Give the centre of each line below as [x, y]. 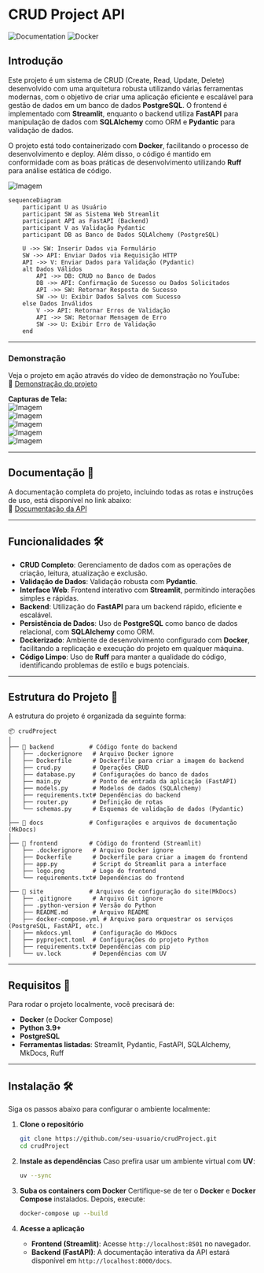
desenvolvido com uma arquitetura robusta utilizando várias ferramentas [126, 88]
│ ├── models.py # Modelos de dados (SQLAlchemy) [105, 789]
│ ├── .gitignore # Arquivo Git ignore [86, 899]
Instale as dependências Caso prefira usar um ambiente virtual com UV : [137, 1161]
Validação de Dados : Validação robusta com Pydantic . [108, 581]
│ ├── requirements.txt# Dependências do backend [94, 796]
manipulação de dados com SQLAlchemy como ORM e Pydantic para [122, 122]
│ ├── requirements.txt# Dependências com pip [89, 947]
